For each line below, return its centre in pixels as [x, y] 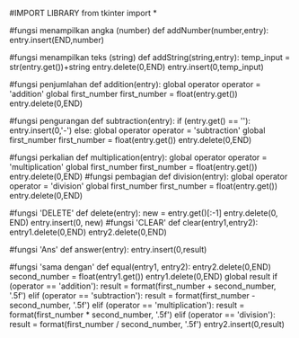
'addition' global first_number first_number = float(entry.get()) [123, 94]
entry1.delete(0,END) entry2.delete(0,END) [88, 232]
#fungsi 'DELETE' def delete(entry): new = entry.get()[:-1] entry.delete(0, [144, 213]
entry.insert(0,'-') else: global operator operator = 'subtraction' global [137, 130]
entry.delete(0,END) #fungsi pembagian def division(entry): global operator [149, 176]
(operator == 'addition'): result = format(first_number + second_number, [143, 286]
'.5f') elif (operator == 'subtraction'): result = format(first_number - [132, 295]
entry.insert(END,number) [57, 40]
